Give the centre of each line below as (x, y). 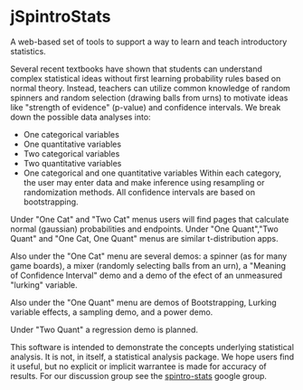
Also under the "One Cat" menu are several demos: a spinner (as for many (149, 256)
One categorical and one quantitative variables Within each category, (152, 173)
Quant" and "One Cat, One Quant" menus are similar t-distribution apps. (144, 238)
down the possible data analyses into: (81, 117)
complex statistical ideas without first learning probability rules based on (146, 78)
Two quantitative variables (72, 163)
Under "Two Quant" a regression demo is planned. (104, 329)
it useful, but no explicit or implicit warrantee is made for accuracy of (138, 366)
